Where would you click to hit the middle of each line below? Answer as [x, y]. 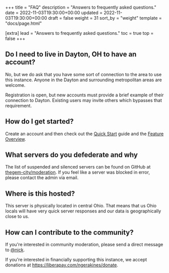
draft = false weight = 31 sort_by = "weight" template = [105, 18]
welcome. [15, 85]
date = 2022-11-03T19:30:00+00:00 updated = [54, 13]
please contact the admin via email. [42, 178]
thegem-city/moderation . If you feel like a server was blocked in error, [77, 172]
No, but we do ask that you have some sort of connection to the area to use [83, 74]
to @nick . [15, 250]
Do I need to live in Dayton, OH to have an [71, 54]
